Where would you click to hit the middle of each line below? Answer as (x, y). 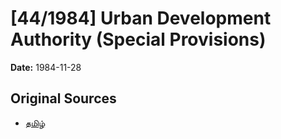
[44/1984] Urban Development (141, 18)
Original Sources (63, 98)
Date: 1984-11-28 (46, 67)
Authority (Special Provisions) (138, 39)
